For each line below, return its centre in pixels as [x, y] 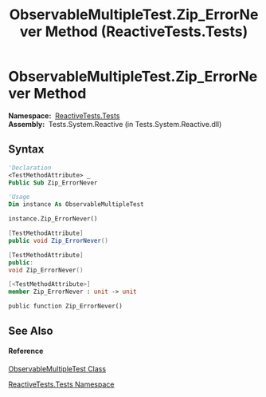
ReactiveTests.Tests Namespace [61, 384]
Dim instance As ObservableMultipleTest [76, 204]
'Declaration [30, 168]
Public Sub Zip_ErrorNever [53, 183]
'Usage [19, 197]
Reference [26, 351]
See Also [31, 330]
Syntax [26, 149]
